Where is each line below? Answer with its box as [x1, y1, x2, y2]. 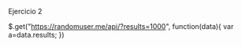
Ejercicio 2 [8, 7, 43, 16]
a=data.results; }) [8, 31, 65, 39]
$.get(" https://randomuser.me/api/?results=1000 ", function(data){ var [8, 22, 234, 31]
